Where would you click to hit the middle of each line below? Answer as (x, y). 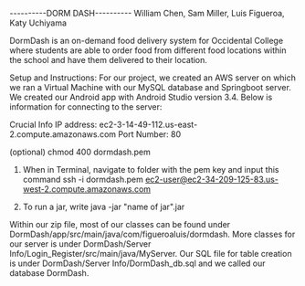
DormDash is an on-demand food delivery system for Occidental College (147, 41)
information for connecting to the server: (86, 107)
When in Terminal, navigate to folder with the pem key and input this (151, 169)
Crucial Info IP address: (53, 124)
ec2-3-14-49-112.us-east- (148, 124)
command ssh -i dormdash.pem (83, 179)
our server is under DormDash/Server (80, 244)
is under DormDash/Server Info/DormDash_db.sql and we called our (138, 263)
